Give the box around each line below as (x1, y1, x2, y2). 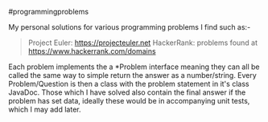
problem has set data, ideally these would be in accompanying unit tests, (8, 96, 250, 105)
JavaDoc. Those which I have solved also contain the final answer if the (8, 87, 246, 97)
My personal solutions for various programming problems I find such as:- (8, 22, 251, 31)
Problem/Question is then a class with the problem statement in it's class (8, 79, 249, 88)
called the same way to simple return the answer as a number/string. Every (8, 71, 258, 79)
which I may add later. (8, 104, 81, 114)
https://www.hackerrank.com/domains (27, 47, 156, 55)
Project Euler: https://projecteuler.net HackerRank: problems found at (27, 38, 258, 47)
